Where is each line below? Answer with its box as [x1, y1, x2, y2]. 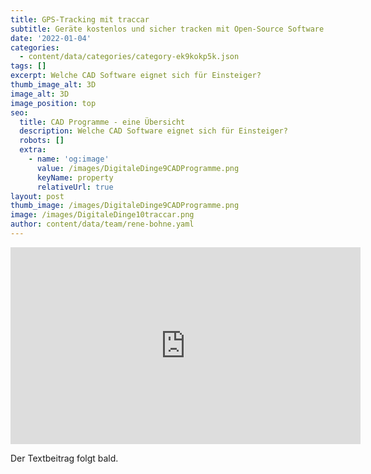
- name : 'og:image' [28, 154, 110, 164]
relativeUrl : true [36, 182, 114, 192]
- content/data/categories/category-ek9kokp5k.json [19, 52, 240, 62]
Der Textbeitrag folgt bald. [10, 452, 119, 464]
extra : [19, 145, 47, 155]
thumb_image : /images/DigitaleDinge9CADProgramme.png [10, 201, 240, 211]
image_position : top [10, 98, 97, 108]
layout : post [10, 191, 65, 201]
